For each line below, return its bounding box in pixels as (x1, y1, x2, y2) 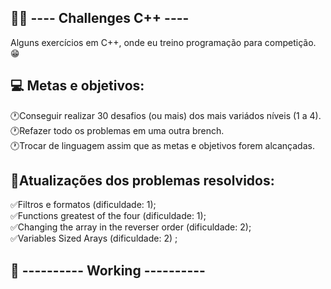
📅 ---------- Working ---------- (10, 262, 206, 279)
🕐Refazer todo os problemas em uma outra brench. (10, 124, 225, 136)
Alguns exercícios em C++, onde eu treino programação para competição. (10, 36, 317, 48)
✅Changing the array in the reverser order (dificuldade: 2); (10, 221, 252, 233)
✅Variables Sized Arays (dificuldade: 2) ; (10, 232, 178, 245)
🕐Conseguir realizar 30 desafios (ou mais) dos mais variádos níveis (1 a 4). (10, 109, 322, 121)
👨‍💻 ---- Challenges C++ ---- (10, 10, 190, 27)
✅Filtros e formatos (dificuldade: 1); (10, 199, 157, 211)
